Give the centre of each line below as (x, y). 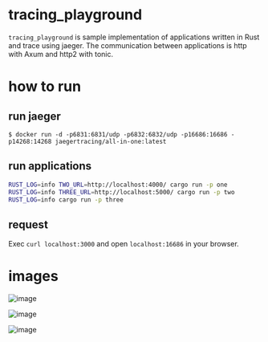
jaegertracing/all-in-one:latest (111, 141)
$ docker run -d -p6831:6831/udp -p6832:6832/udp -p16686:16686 (118, 134)
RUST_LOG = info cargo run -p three (66, 199)
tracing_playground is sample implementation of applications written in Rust (134, 37)
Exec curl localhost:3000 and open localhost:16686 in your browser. (124, 244)
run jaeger (35, 116)
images (33, 277)
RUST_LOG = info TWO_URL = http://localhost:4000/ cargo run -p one (118, 185)
